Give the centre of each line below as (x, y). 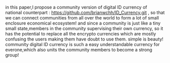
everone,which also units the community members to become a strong (79, 50)
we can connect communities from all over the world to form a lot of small (82, 18)
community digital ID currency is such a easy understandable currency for (83, 44)
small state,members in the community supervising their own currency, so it (84, 28)
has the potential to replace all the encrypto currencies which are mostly (81, 34)
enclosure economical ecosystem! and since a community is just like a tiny (83, 23)
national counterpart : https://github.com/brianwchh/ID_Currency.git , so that (85, 12)
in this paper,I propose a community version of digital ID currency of (76, 7)
